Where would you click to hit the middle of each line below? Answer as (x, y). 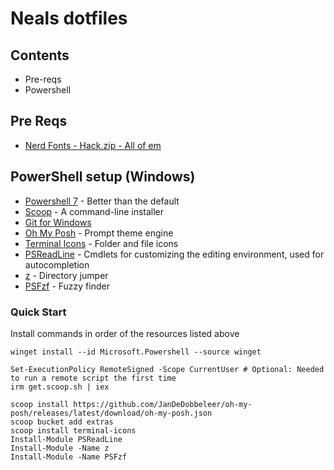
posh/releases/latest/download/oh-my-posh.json (111, 413)
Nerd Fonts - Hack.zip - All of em (93, 145)
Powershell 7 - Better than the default (102, 201)
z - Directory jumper (66, 275)
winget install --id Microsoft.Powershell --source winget (136, 352)
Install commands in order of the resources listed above (125, 333)
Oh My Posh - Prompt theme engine (99, 233)
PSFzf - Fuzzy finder (67, 286)
